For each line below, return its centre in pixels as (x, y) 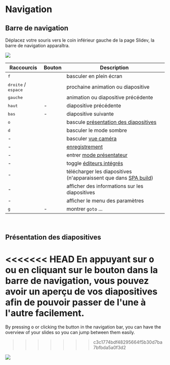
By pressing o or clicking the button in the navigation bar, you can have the (83, 327)
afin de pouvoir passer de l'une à (76, 302)
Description (114, 68)
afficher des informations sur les (105, 186)
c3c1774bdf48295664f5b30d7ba (128, 342)
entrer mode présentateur (97, 155)
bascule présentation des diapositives (112, 122)
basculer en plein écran (94, 76)
